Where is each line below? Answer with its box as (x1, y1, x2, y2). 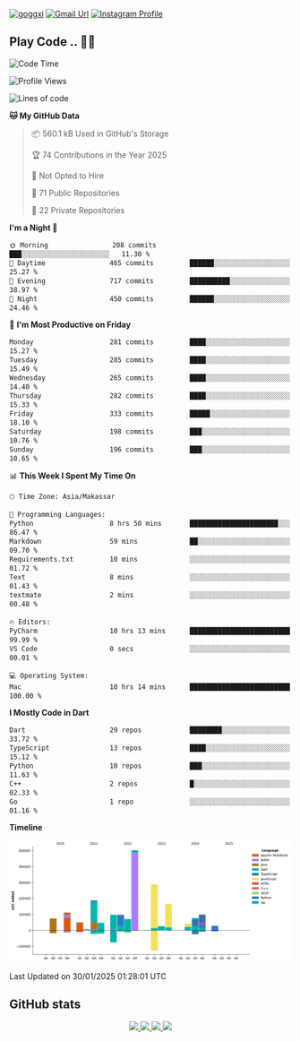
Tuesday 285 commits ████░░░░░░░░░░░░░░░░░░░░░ (9, 355, 291, 365)
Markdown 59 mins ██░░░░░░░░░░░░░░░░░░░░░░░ (9, 537, 291, 546)
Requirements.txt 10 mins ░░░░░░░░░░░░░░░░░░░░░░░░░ (9, 555, 291, 564)
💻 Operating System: (9, 671, 90, 680)
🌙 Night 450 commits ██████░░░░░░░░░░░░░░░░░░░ (9, 294, 291, 304)
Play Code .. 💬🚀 (9, 34, 96, 49)
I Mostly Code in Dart (9, 707, 90, 718)
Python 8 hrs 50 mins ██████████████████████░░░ (9, 519, 291, 528)
